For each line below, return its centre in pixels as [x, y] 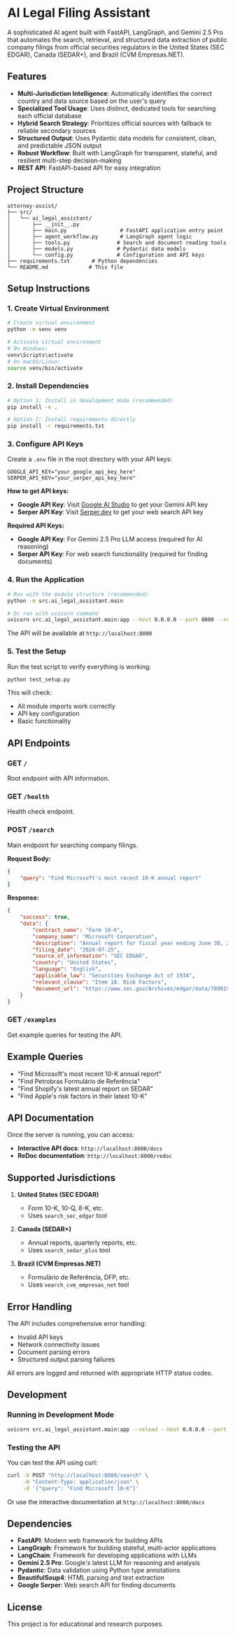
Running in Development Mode [60, 1415]
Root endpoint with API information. [58, 779]
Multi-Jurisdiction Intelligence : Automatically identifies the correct [114, 93]
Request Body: [29, 858]
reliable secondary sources [57, 130]
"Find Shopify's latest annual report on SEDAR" [85, 1089]
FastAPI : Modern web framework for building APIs [90, 1541]
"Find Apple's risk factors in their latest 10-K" [83, 1096]
